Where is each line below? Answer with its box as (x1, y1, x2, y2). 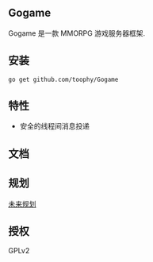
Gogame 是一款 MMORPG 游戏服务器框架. (8, 28, 145, 38)
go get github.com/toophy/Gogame (8, 75, 119, 83)
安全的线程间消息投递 (19, 121, 90, 131)
